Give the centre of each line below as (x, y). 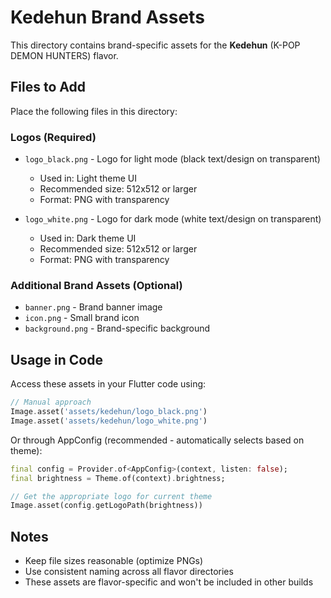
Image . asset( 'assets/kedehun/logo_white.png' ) (109, 421)
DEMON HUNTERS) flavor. (64, 55)
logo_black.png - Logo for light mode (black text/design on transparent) (172, 159)
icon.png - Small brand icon (82, 318)
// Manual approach (51, 402)
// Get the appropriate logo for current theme (111, 496)
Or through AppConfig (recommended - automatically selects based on (157, 440)
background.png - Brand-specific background (117, 328)
